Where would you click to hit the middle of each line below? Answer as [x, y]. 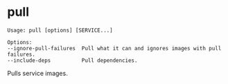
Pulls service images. [37, 73]
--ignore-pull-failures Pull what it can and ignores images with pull [114, 48]
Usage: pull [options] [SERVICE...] [60, 30]
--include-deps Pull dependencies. [72, 60]
